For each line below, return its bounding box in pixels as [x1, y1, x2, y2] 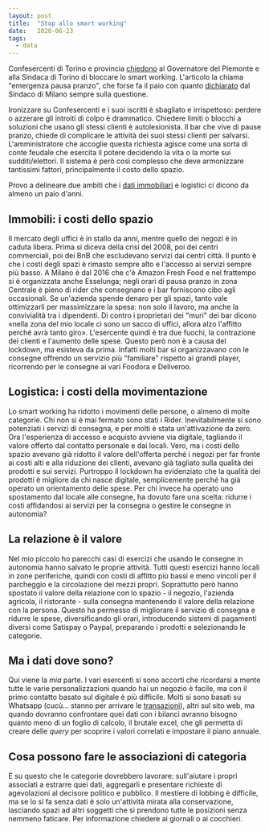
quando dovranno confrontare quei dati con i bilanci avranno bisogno [8, 710, 238, 719]
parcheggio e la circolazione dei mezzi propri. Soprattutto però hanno [8, 579, 238, 589]
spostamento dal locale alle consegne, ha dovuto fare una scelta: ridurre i [8, 492, 252, 501]
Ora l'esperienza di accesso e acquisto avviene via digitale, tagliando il [8, 432, 243, 442]
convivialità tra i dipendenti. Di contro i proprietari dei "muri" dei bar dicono [8, 311, 257, 320]
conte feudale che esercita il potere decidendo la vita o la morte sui [8, 148, 231, 158]
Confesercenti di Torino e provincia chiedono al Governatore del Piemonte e [8, 64, 259, 73]
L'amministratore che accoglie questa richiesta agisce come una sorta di [8, 139, 248, 149]
